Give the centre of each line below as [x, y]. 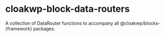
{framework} [19, 28]
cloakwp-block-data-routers [67, 9]
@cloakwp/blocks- [140, 23]
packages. [44, 28]
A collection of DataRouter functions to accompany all [62, 23]
